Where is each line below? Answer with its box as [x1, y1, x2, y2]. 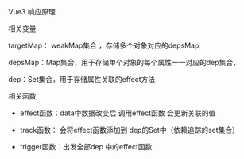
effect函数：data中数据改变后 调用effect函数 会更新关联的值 [19, 108, 216, 118]
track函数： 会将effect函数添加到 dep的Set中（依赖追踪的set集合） [19, 126, 240, 134]
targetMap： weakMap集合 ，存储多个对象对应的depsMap [8, 41, 199, 50]
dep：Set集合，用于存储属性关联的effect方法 [8, 75, 156, 83]
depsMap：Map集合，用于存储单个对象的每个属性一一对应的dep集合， [8, 58, 241, 67]
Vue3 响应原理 [8, 7, 56, 16]
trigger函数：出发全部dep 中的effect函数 [19, 142, 153, 151]
